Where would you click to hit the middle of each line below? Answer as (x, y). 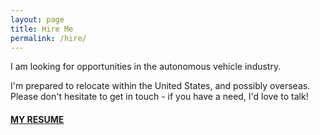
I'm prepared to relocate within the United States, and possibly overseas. (160, 86)
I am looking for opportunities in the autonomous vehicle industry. (146, 67)
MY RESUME (37, 119)
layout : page (37, 19)
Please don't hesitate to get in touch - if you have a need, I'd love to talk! (159, 97)
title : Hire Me (42, 29)
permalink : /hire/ (48, 38)
